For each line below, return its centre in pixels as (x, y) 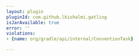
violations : (21, 34)
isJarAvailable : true (33, 22)
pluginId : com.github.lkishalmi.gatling (57, 17)
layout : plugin (25, 11)
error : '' (18, 28)
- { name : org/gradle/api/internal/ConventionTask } (70, 39)
